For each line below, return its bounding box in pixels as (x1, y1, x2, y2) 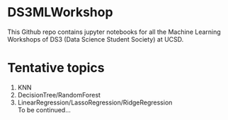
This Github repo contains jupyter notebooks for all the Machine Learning (7, 28, 221, 36)
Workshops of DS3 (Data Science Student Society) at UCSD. (7, 35, 184, 43)
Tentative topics (7, 60, 105, 76)
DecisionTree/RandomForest (17, 90, 101, 99)
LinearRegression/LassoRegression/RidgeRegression (17, 98, 173, 107)
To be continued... (17, 105, 71, 114)
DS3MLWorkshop (7, 4, 113, 20)
